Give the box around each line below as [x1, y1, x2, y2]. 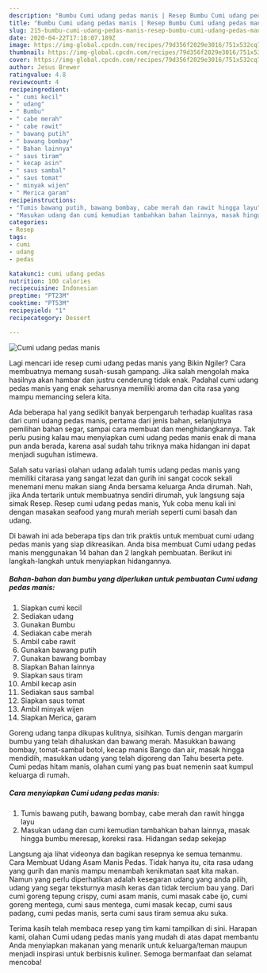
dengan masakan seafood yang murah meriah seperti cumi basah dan [9, 507, 238, 516]
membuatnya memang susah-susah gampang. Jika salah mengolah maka [9, 366, 250, 376]
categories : [9, 218, 48, 226]
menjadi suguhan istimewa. [9, 450, 98, 459]
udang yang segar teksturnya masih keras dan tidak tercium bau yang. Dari [9, 882, 254, 892]
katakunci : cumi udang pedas [9, 269, 105, 278]
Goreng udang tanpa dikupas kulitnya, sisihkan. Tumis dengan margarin [9, 728, 243, 737]
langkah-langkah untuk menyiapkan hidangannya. [9, 556, 173, 566]
